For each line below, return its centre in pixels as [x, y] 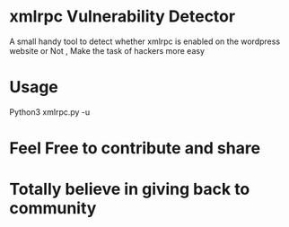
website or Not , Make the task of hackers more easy [107, 50]
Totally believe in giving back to [130, 189]
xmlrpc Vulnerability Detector [123, 17]
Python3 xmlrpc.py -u [50, 112]
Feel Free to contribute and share [135, 148]
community [53, 209]
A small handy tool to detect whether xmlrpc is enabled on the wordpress [145, 41]
